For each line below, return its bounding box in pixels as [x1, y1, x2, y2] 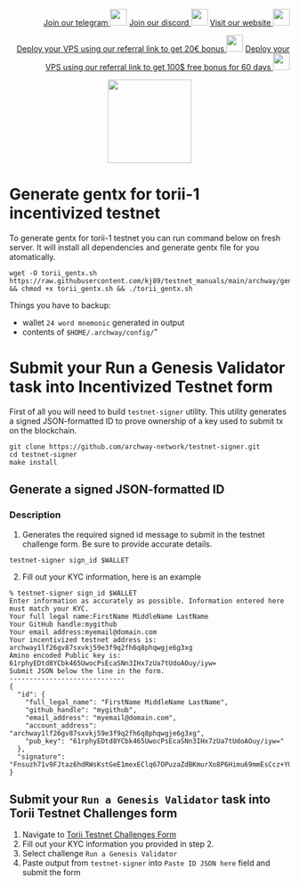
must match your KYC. [9, 604, 90, 613]
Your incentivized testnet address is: [9, 635, 158, 645]
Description [9, 508, 61, 521]
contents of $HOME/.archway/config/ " [21, 326, 158, 337]
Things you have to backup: [9, 299, 111, 311]
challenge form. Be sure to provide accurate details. [21, 539, 213, 549]
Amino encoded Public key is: [9, 651, 122, 660]
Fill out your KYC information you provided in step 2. [21, 839, 214, 849]
